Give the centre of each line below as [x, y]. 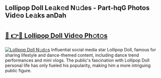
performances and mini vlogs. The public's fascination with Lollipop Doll [77, 60]
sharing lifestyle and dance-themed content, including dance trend [72, 55]
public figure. [18, 70]
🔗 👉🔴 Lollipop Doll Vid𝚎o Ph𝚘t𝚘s [56, 36]
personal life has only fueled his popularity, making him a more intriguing [78, 65]
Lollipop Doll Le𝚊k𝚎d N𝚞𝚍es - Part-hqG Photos [77, 8]
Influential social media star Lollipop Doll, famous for [104, 50]
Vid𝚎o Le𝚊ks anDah [36, 16]
